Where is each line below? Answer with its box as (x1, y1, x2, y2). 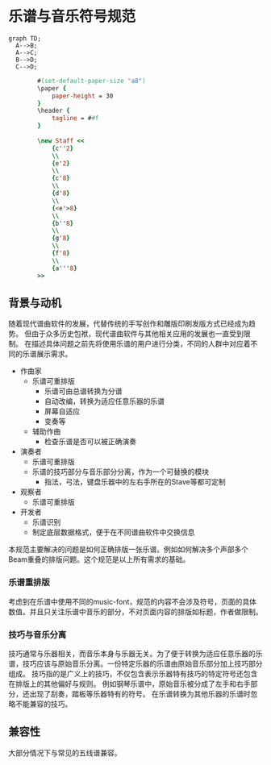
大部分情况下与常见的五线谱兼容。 (8, 747, 122, 758)
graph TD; (8, 34, 42, 43)
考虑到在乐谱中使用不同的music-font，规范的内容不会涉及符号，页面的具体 (8, 597, 256, 606)
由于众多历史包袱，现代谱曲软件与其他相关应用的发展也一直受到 (31, 329, 244, 339)
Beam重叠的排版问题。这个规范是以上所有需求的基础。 (8, 555, 190, 564)
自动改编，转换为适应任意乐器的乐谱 (44, 397, 165, 406)
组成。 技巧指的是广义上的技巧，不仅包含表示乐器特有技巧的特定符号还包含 (8, 668, 258, 678)
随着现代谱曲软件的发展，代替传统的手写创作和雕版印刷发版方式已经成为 (8, 319, 248, 329)
